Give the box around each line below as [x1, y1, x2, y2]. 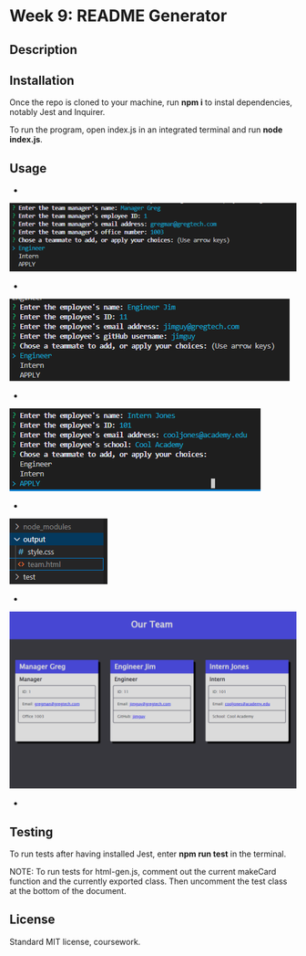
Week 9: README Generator [9, 5, 228, 26]
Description [9, 42, 77, 58]
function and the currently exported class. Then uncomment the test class [9, 876, 288, 887]
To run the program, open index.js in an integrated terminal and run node [9, 124, 283, 135]
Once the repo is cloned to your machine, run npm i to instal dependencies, [9, 97, 293, 108]
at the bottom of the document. [9, 886, 127, 897]
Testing [9, 824, 54, 840]
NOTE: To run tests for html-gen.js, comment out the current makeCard [9, 867, 277, 877]
